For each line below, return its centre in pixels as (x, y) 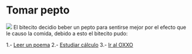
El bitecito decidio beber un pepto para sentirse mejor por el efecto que (100, 27)
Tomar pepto (38, 10)
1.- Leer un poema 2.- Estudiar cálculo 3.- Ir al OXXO (70, 45)
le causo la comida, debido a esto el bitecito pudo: (67, 33)
